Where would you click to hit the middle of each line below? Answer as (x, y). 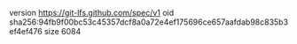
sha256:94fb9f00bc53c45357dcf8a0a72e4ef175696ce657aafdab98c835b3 (149, 22)
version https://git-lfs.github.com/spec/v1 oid (92, 13)
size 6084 (63, 31)
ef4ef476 (26, 31)
